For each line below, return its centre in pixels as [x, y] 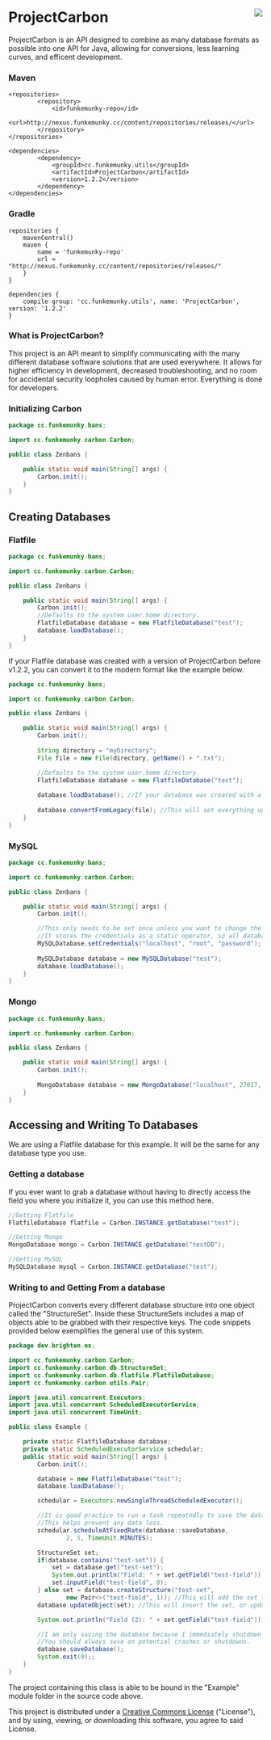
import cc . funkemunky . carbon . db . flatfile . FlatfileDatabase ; [112, 1375]
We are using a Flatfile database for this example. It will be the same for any [134, 1144]
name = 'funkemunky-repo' [81, 252]
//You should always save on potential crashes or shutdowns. [144, 1642]
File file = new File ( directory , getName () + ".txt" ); [131, 758]
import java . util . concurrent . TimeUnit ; [75, 1413]
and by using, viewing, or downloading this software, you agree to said [126, 1720]
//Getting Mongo [35, 1237]
